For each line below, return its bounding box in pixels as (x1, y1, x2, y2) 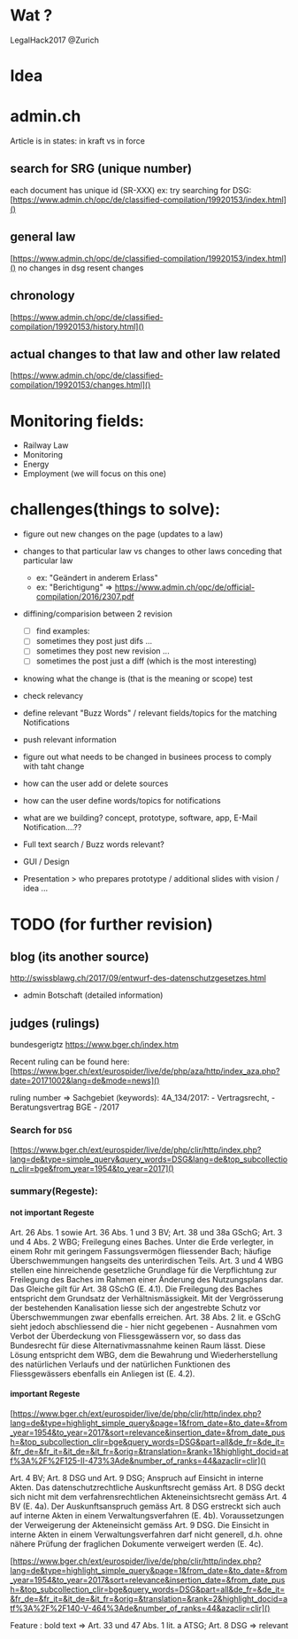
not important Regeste (10, 1207, 95, 1218)
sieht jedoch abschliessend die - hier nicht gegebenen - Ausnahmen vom (10, 1321, 278, 1331)
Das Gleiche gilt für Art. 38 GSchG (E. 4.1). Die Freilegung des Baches (10, 1283, 264, 1294)
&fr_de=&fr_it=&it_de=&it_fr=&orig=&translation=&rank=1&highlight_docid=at (10, 1446, 289, 1456)
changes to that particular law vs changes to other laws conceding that (22, 546, 282, 557)
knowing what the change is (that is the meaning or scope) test (22, 673, 253, 684)
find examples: (35, 626, 91, 637)
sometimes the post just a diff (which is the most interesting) (35, 655, 257, 666)
